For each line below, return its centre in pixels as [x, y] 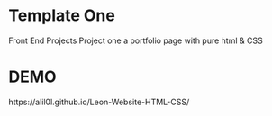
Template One [62, 16]
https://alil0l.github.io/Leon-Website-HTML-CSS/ [99, 102]
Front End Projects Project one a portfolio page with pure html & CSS [136, 40]
